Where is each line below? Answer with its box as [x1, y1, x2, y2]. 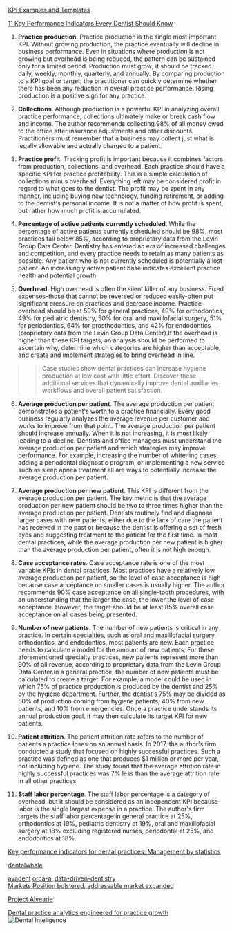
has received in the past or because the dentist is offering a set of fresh [17, 524, 222, 531]
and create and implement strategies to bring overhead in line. [17, 351, 195, 359]
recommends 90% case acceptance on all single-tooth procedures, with [17, 588, 224, 596]
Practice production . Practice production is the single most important [17, 33, 217, 41]
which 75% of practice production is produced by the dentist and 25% [17, 683, 219, 690]
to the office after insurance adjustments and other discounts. [17, 127, 194, 135]
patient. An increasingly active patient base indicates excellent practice [17, 264, 221, 272]
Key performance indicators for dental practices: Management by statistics [8, 847, 221, 856]
